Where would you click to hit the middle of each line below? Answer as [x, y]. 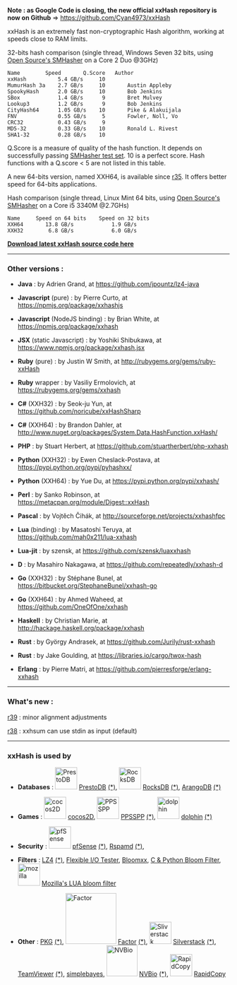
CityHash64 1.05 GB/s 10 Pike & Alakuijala [94, 110]
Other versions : [36, 269]
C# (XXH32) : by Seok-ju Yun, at [65, 404]
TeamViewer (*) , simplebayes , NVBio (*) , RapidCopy [122, 974]
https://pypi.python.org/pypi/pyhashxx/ [75, 467]
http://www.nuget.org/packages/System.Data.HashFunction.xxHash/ [117, 432]
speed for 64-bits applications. [52, 184]
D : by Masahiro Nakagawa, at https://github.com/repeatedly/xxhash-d [120, 565]
